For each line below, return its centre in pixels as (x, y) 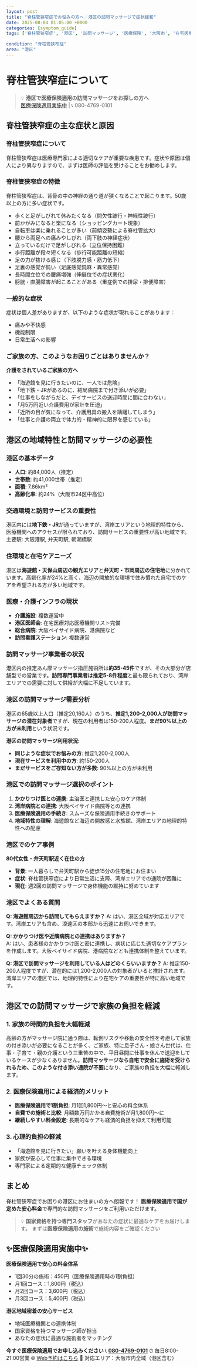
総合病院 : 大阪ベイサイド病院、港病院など (65, 630)
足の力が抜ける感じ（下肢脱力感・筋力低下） (69, 260)
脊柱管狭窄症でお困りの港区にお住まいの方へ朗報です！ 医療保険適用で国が (97, 1201)
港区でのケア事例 (30, 844)
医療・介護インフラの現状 (42, 601)
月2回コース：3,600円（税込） (51, 1291)
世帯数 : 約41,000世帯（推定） (50, 480)
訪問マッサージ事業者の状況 (45, 654)
